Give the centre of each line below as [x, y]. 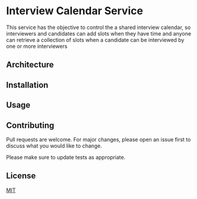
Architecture [30, 65]
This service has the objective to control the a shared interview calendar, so [98, 27]
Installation [27, 85]
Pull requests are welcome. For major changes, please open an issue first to [98, 139]
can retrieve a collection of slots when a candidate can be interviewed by [95, 40]
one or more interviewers [37, 46]
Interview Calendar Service [75, 11]
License [21, 176]
